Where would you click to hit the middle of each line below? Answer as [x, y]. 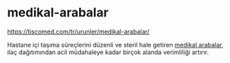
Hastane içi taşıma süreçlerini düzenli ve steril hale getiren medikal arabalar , [115, 45]
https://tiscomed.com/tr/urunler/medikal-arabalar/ [79, 32]
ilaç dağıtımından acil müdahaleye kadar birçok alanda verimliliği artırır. [108, 52]
